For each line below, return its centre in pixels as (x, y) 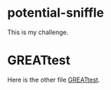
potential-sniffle (55, 13)
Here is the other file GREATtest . (54, 80)
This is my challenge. (38, 32)
